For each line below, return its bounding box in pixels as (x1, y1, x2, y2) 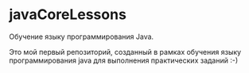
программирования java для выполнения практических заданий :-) (9, 56, 239, 65)
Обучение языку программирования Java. (9, 32, 154, 41)
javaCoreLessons (9, 6, 126, 24)
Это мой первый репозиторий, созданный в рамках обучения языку (9, 47, 242, 56)
